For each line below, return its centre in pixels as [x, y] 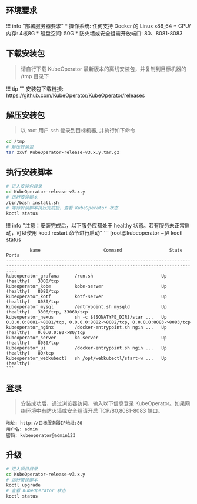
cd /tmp [16, 142]
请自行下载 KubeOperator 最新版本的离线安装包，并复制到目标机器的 [103, 69]
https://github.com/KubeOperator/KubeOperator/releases [76, 95]
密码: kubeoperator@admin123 [41, 435]
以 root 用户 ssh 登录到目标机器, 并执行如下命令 [78, 131]
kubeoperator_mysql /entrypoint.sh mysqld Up [86, 307]
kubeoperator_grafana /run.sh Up [86, 276]
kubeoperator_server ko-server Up [86, 338]
